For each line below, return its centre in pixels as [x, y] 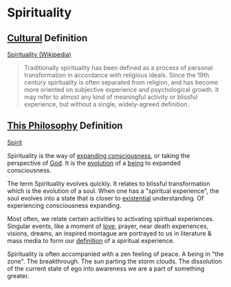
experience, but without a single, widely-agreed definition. [107, 104]
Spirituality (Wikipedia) [39, 54]
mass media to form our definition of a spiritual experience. [91, 240]
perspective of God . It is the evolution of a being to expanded [94, 163]
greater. [18, 275]
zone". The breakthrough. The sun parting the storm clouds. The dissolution [114, 261]
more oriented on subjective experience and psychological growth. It [121, 90]
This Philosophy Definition [65, 126]
